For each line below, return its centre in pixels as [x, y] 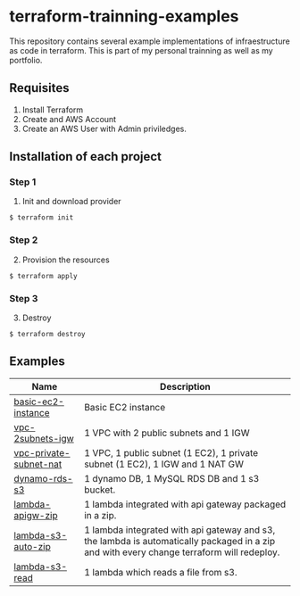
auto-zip [32, 546]
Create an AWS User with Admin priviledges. [104, 128]
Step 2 [24, 240]
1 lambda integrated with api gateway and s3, [180, 530]
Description [185, 386]
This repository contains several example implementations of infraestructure [150, 41]
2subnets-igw [44, 438]
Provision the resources [66, 260]
